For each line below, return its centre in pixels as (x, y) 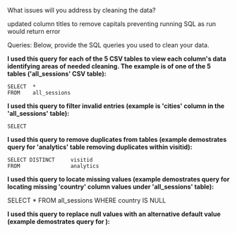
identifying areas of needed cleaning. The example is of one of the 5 (109, 66)
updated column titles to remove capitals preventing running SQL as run (112, 24)
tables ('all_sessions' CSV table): (57, 74)
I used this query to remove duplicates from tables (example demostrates (117, 139)
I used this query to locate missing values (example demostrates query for (119, 179)
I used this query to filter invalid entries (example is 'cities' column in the (116, 106)
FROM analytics (53, 166)
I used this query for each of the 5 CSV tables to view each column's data (117, 59)
